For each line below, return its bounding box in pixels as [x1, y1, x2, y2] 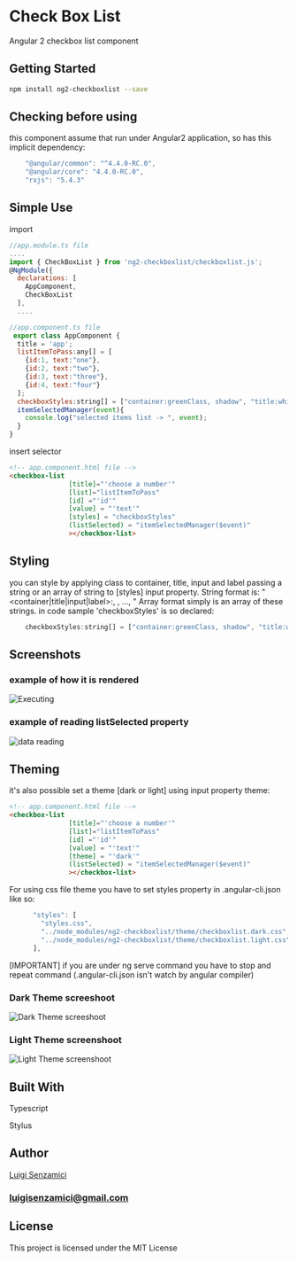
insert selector [9, 446, 62, 456]
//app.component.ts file [9, 323, 101, 331]
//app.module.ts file [9, 241, 89, 250]
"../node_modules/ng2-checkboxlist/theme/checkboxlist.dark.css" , [41, 927, 291, 936]
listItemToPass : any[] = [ [17, 347, 113, 356]
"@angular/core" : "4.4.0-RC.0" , [25, 167, 144, 176]
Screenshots [9, 647, 81, 662]
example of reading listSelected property [9, 716, 189, 728]
